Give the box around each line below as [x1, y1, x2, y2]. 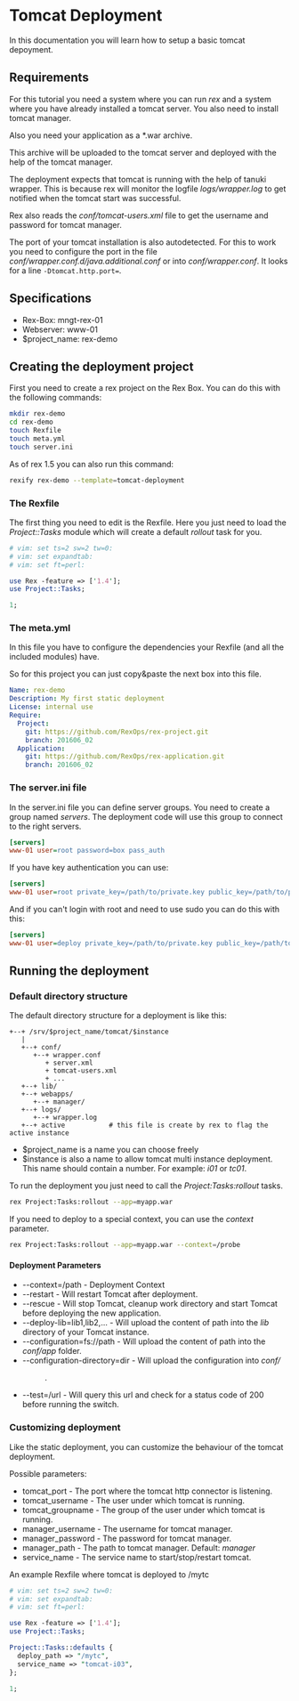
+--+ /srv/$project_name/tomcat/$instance [9, 1027, 169, 1037]
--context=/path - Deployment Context [21, 1279, 166, 1291]
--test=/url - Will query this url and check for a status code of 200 [21, 1389, 264, 1400]
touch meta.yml [9, 434, 66, 443]
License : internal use [9, 702, 93, 712]
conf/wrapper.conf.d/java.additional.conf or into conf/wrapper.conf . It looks [9, 255, 288, 266]
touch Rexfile [9, 426, 62, 435]
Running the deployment [9, 963, 149, 979]
